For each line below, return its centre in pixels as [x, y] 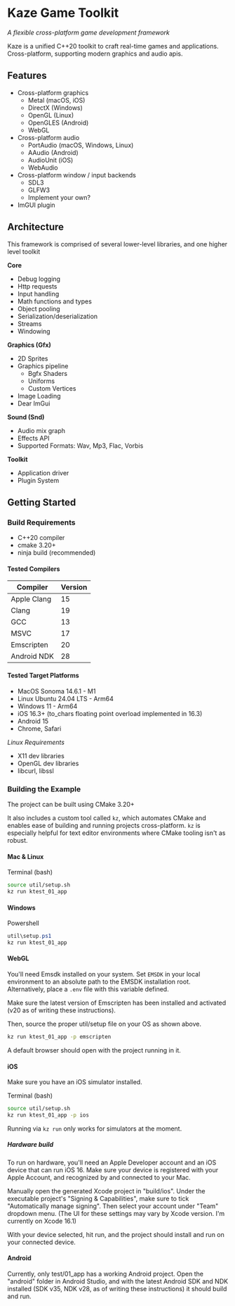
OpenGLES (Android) [58, 123]
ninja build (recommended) [56, 553]
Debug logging [39, 279]
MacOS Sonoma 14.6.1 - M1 [56, 691]
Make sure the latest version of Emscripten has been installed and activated [117, 1003]
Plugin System [38, 480]
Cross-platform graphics [53, 92]
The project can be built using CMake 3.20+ [71, 804]
